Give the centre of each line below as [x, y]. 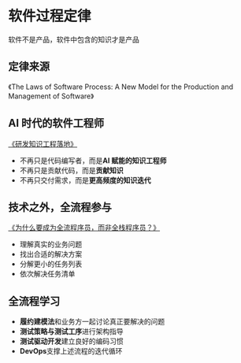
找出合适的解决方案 [51, 254]
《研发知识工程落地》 [43, 143]
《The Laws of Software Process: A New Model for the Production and [121, 87]
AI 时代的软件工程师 [56, 123]
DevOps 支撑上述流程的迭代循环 [71, 351]
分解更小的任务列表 [51, 264]
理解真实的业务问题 [51, 244]
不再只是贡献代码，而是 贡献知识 [71, 170]
